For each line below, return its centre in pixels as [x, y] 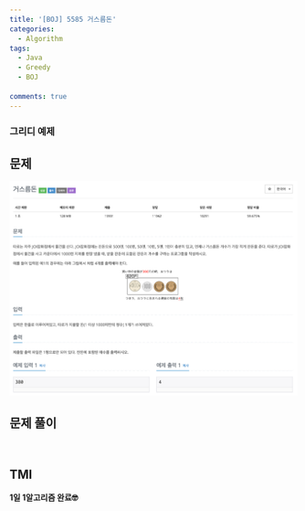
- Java [30, 58]
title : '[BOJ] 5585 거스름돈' [63, 19]
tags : [20, 48]
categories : [32, 29]
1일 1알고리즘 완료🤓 [44, 497]
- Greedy [34, 68]
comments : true [38, 96]
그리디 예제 [32, 131]
